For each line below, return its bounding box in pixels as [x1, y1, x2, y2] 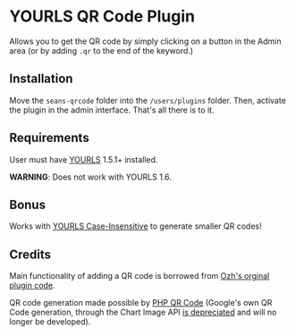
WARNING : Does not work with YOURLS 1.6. [9, 172, 173, 182]
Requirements [9, 130, 89, 146]
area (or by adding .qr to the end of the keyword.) [9, 45, 194, 55]
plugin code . [9, 280, 55, 291]
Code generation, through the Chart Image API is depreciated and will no [9, 307, 277, 318]
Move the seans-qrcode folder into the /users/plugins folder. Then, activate [9, 95, 286, 105]
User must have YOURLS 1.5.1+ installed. [9, 154, 158, 164]
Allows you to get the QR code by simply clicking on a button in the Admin [9, 36, 282, 46]
